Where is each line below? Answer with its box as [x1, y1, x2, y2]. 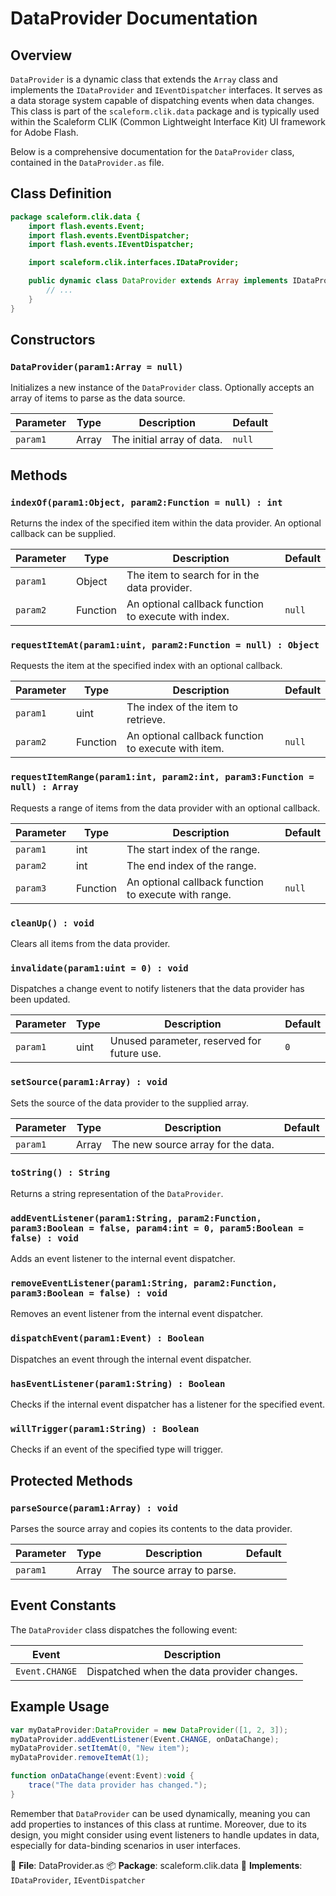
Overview [10, 47, 73, 64]
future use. [109, 1047, 162, 1061]
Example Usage [10, 1698, 110, 1716]
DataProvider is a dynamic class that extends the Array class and [10, 73, 278, 85]
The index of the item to [126, 700, 238, 714]
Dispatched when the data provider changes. [86, 1664, 298, 1678]
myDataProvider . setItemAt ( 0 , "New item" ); [10, 1743, 190, 1754]
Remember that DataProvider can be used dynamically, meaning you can [10, 1807, 311, 1819]
